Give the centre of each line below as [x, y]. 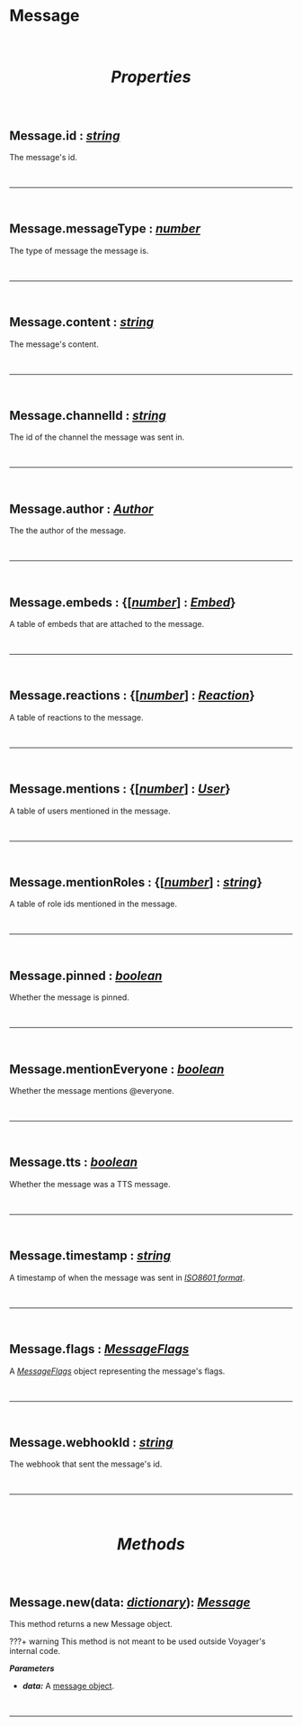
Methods [151, 1544]
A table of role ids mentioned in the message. [93, 904]
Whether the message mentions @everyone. [92, 1091]
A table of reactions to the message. [76, 717]
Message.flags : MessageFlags [99, 1349]
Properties [151, 77]
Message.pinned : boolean [86, 975]
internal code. [35, 1651]
